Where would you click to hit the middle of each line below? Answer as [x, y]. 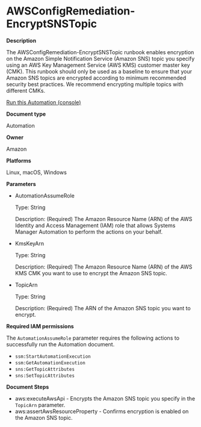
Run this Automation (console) [44, 102]
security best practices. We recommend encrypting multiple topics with [95, 84]
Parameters [21, 184]
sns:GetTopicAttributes [45, 369]
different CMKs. [26, 90]
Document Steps [28, 387]
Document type [26, 114]
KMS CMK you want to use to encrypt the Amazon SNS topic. [91, 273]
